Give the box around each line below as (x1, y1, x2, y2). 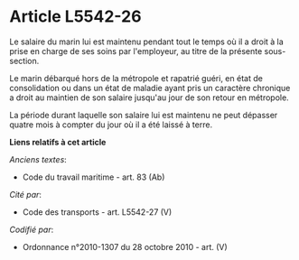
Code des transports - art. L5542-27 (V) (22, 206, 173, 218)
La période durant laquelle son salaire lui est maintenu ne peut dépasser (9, 109, 278, 120)
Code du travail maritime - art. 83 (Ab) (22, 172, 165, 182)
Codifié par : (9, 224, 54, 235)
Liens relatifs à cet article (9, 136, 107, 147)
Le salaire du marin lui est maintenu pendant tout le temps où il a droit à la (9, 36, 285, 47)
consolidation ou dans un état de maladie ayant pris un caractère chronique (9, 82, 291, 93)
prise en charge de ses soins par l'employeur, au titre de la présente (9, 45, 263, 56)
